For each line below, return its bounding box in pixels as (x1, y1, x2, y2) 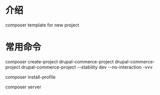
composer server (5, 84, 42, 90)
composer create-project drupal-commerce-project (5, 58, 114, 64)
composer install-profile (5, 74, 56, 80)
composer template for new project (5, 21, 79, 28)
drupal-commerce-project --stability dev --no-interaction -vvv (21, 64, 153, 70)
